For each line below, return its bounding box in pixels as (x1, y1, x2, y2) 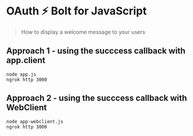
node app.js (6, 71, 36, 77)
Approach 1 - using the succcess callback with (6, 46, 186, 56)
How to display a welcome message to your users (21, 28, 146, 36)
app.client (6, 55, 45, 66)
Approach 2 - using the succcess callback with (6, 93, 188, 103)
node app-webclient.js (6, 118, 64, 125)
